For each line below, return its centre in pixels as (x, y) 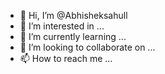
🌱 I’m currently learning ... (73, 36)
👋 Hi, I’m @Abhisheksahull (73, 15)
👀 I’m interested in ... (62, 26)
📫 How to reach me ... (66, 58)
